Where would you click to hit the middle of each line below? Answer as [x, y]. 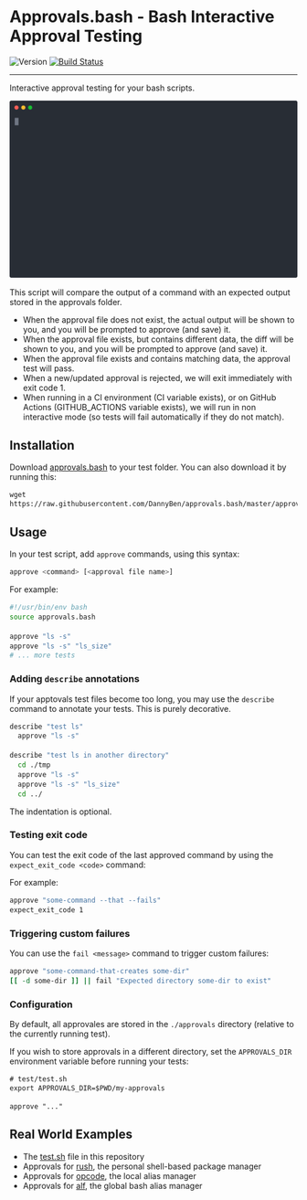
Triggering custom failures [70, 933]
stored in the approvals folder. [66, 302]
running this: [33, 477]
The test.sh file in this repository [83, 1156]
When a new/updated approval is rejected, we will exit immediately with [157, 377]
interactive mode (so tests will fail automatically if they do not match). [153, 417]
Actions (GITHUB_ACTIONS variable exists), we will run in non [139, 407]
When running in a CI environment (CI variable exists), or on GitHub [149, 397]
